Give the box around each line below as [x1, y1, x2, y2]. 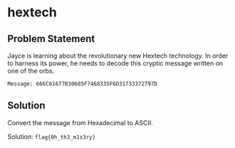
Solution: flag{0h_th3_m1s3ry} [7, 132, 96, 141]
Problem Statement [7, 33, 95, 45]
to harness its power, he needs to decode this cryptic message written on [7, 59, 224, 68]
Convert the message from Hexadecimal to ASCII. [7, 118, 153, 127]
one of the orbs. [7, 67, 55, 75]
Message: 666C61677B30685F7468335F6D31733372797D [7, 80, 158, 88]
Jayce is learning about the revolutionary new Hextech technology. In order [7, 51, 229, 60]
